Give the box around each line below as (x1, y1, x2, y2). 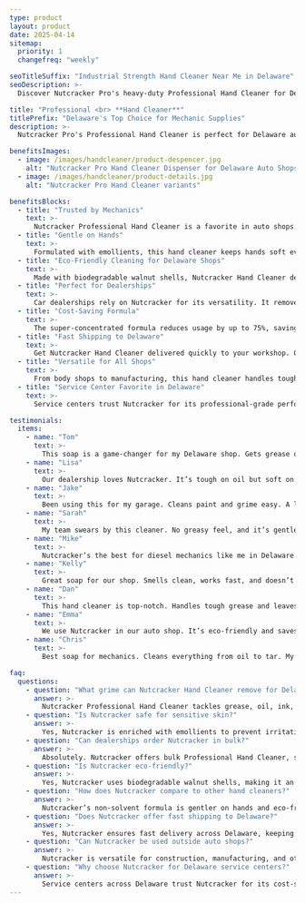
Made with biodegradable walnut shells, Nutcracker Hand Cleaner (33, 273, 286, 282)
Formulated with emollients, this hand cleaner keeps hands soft (33, 247, 286, 257)
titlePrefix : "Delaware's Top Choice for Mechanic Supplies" (9, 113, 246, 123)
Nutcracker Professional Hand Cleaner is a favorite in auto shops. (33, 222, 299, 231)
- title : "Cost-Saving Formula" (17, 307, 141, 316)
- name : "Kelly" (25, 559, 88, 568)
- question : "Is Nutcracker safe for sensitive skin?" (25, 711, 238, 720)
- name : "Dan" (25, 584, 79, 594)
